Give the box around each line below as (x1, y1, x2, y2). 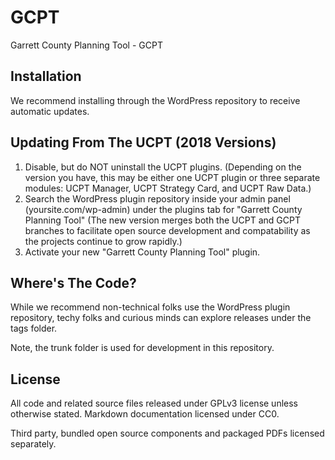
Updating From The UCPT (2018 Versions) (10, 134, 277, 151)
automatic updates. (10, 105, 90, 117)
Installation (10, 68, 82, 85)
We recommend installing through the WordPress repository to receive (10, 94, 301, 106)
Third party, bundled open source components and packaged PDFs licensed (10, 427, 325, 440)
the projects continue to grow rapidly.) (24, 235, 183, 247)
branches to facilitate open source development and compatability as (24, 224, 311, 236)
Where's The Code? (10, 274, 137, 291)
